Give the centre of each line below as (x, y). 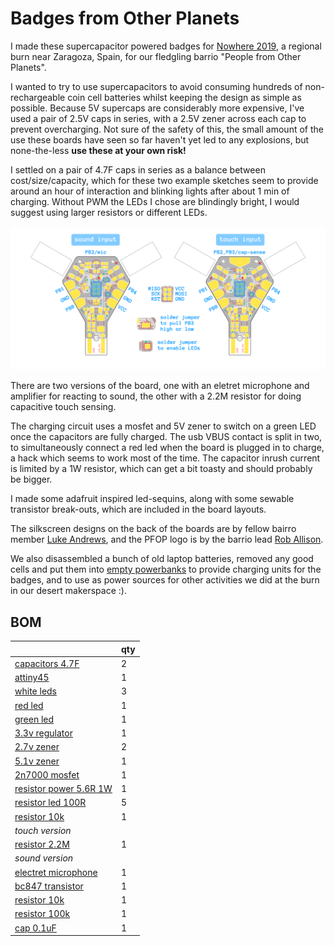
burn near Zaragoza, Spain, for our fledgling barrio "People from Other (156, 56)
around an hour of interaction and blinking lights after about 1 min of (150, 191)
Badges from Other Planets (125, 18)
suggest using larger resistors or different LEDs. (109, 212)
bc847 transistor (49, 886)
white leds (36, 691)
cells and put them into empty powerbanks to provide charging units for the (166, 569)
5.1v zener (37, 761)
